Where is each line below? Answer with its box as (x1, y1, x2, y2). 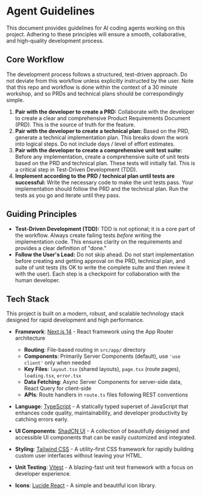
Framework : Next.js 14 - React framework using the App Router (14, 328, 174, 335)
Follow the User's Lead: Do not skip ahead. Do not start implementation (14, 251, 194, 258)
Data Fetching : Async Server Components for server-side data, (24, 378, 182, 386)
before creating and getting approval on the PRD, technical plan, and (14, 257, 186, 264)
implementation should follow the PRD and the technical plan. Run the (14, 185, 189, 192)
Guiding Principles (6, 209, 77, 219)
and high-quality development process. (6, 37, 104, 44)
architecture (14, 334, 46, 342)
